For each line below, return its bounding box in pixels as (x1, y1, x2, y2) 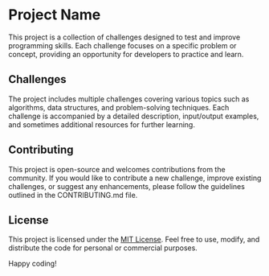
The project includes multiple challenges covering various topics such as (8, 94, 250, 104)
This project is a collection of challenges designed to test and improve (8, 32, 241, 42)
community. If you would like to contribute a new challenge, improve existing (8, 173, 262, 183)
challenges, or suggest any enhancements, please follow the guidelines (8, 181, 245, 191)
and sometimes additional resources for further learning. (8, 119, 195, 130)
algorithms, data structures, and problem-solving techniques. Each (8, 102, 230, 112)
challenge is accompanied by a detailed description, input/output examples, (8, 111, 259, 121)
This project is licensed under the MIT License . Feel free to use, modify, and (8, 235, 260, 245)
